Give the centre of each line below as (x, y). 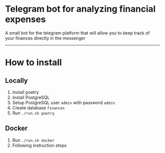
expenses (26, 19)
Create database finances (39, 108)
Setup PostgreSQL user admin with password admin (64, 102)
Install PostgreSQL (31, 97)
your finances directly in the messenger (45, 38)
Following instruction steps (40, 145)
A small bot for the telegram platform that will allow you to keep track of (77, 33)
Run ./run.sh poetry (33, 113)
